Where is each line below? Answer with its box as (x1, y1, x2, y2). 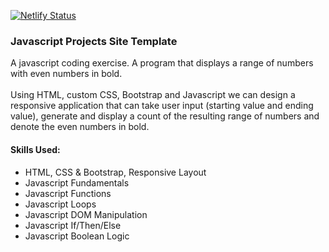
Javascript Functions (24, 187, 112, 199)
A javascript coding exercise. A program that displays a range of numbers (10, 57, 314, 69)
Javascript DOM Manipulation (24, 208, 148, 220)
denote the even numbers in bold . (10, 121, 150, 133)
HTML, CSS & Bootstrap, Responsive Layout (24, 166, 207, 178)
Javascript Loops (24, 198, 97, 210)
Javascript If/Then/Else (24, 219, 122, 231)
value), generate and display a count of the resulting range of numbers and (10, 110, 320, 122)
